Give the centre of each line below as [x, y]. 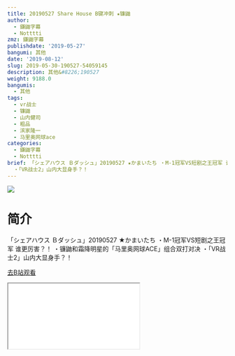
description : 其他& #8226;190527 [53, 72]
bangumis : [22, 85]
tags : [15, 98]
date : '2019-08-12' [36, 59]
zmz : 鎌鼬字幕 [26, 40]
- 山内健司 [27, 117]
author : [19, 20]
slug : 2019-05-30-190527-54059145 [58, 66]
